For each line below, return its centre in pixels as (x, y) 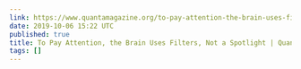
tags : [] (26, 51)
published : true (39, 34)
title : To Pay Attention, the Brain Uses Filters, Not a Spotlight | (142, 43)
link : (19, 17)
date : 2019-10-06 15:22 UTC (62, 26)
